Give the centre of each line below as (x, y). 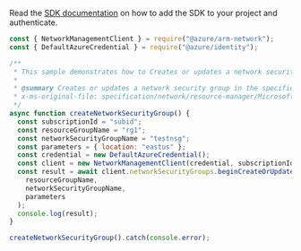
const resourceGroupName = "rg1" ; (82, 130)
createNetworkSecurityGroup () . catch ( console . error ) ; (110, 238)
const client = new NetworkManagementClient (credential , (126, 164)
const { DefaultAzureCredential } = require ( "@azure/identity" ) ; (133, 47)
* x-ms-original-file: (56, 97)
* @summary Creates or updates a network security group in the (135, 89)
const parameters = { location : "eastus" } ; (102, 147)
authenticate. (34, 22)
